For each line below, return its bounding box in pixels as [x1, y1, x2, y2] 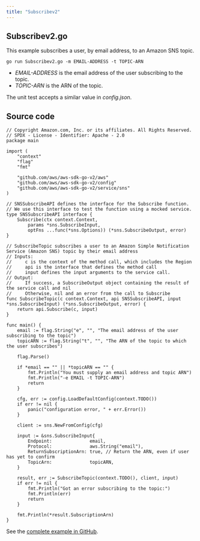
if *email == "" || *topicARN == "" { [17, 364, 114, 371]
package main [6, 138, 39, 144]
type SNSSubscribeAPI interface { [6, 211, 93, 217]
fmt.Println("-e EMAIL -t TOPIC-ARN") [28, 375, 125, 381]
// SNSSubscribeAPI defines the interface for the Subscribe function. [6, 201, 189, 207]
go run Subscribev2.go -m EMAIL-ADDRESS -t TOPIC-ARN [6, 58, 144, 65]
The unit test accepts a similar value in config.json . [6, 94, 132, 101]
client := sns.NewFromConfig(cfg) [17, 422, 103, 428]
